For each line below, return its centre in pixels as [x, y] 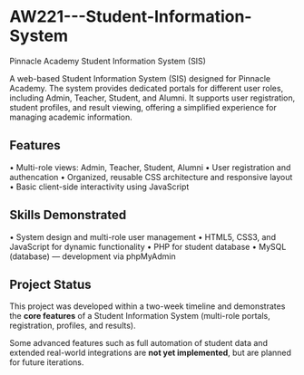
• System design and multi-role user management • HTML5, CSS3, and [143, 236]
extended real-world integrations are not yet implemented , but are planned [151, 353]
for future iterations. [47, 362]
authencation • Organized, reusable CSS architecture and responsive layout [151, 177]
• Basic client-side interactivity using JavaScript [99, 187]
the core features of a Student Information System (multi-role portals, [140, 316]
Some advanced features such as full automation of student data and [138, 343]
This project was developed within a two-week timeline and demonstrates [147, 306]
